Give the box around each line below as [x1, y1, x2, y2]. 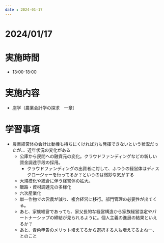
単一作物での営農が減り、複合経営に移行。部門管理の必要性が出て [19, 196, 153, 202]
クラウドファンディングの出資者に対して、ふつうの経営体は [27, 165, 147, 171]
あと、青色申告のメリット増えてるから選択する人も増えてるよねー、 [19, 227, 157, 233]
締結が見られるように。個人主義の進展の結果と [54, 215, 149, 220]
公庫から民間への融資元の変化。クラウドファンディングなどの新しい [19, 153, 157, 159]
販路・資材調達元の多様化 [19, 184, 72, 189]
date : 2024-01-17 [5, 7, 43, 12]
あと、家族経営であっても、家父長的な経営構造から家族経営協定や [19, 208, 153, 214]
